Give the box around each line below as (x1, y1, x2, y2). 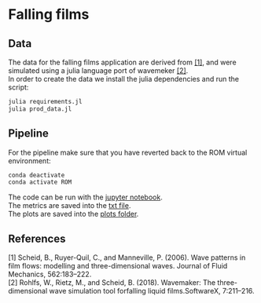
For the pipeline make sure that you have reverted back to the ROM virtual (8, 148, 248, 157)
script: (8, 82, 29, 92)
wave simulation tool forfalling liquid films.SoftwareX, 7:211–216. (49, 287, 255, 296)
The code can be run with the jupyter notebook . (8, 192, 163, 202)
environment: (8, 155, 51, 166)
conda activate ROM (8, 178, 72, 186)
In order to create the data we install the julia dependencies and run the (8, 75, 240, 83)
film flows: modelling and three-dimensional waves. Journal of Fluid (8, 261, 228, 271)
